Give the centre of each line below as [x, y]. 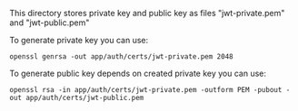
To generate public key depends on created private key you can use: [138, 73]
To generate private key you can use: [79, 40]
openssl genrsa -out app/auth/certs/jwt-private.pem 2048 [121, 57]
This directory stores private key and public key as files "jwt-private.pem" [147, 13]
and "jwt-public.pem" [50, 23]
